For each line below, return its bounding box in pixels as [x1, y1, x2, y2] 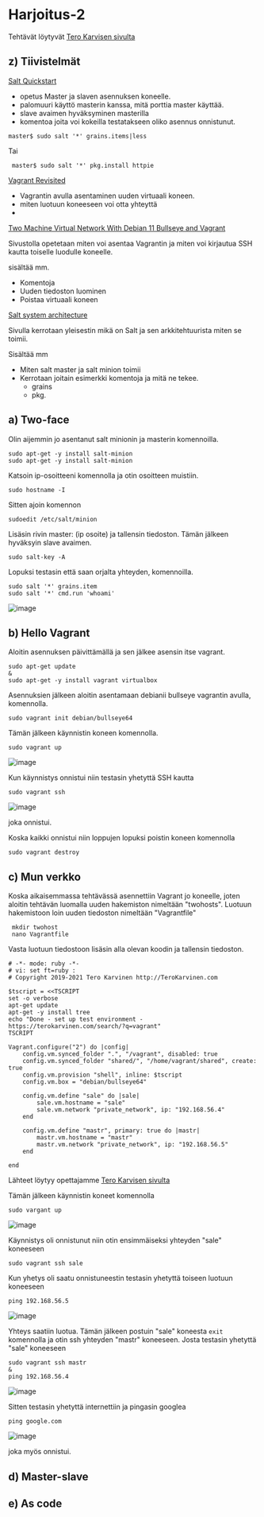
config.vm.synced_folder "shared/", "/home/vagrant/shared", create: [22, 1057, 258, 1065]
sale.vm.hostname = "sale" [36, 1099, 126, 1107]
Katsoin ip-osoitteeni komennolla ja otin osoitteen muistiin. [8, 471, 199, 480]
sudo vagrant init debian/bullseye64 [8, 714, 133, 723]
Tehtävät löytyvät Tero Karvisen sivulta [8, 32, 136, 41]
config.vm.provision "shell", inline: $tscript [22, 1071, 182, 1079]
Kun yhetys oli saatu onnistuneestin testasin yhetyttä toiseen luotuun [8, 1274, 234, 1283]
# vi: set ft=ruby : [8, 967, 77, 975]
